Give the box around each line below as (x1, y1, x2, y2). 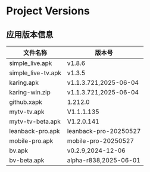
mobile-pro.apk (9, 137, 54, 145)
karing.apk (9, 79, 39, 87)
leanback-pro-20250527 (67, 127, 141, 135)
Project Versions (6, 4, 90, 18)
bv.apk (9, 146, 29, 155)
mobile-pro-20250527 (67, 137, 135, 145)
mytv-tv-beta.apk (9, 118, 61, 125)
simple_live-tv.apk (9, 69, 61, 77)
